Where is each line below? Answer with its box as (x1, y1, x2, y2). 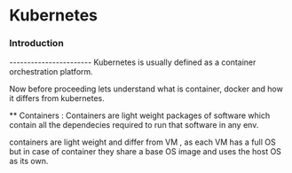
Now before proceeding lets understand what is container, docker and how (9, 83, 284, 94)
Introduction (9, 37, 64, 50)
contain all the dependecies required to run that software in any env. (9, 120, 259, 130)
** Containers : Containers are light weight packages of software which (9, 110, 271, 121)
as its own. (9, 156, 49, 167)
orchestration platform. (9, 67, 93, 77)
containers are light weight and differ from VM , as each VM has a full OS (9, 137, 277, 147)
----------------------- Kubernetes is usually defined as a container (9, 57, 256, 67)
